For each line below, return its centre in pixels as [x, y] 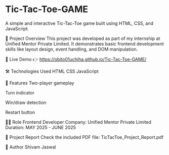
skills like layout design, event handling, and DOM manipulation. [72, 49]
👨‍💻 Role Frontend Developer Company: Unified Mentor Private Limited [78, 122]
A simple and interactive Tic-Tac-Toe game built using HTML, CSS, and [79, 23]
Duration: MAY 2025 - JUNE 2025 [40, 127]
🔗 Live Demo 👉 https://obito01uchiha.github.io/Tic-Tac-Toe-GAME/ [76, 59]
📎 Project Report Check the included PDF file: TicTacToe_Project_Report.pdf [84, 137]
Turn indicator [20, 92]
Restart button [20, 112]
